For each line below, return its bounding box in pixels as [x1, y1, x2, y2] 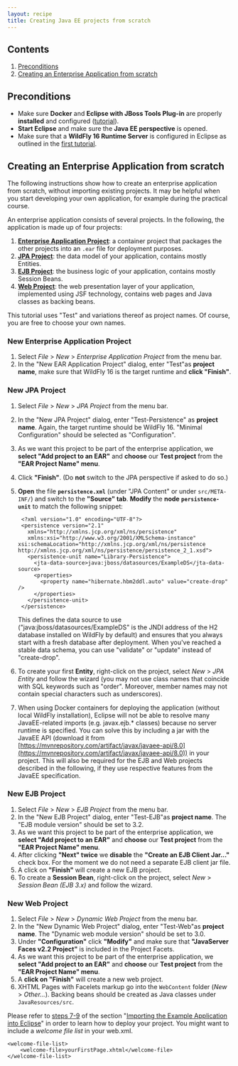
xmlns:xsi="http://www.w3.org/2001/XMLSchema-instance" [27, 534, 197, 541]
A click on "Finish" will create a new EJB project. [17, 865, 162, 874]
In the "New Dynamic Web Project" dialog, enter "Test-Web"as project [17, 922, 225, 931]
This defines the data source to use [17, 615, 122, 624]
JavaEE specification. [17, 771, 81, 779]
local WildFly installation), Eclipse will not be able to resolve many [17, 710, 210, 719]
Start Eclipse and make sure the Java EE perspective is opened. [17, 124, 208, 133]
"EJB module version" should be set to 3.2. [17, 820, 144, 828]
